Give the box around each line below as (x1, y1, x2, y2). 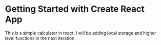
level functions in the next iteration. (5, 35, 76, 41)
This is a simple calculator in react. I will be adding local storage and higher (5, 30, 156, 36)
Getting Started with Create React (5, 3, 145, 15)
